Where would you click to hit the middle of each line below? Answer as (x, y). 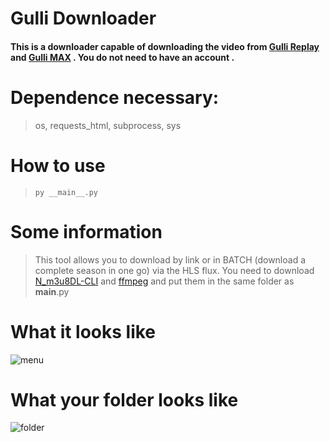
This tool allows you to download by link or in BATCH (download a (170, 259)
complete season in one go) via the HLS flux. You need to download (174, 270)
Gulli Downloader (83, 18)
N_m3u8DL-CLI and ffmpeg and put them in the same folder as (164, 281)
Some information (86, 231)
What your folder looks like (124, 399)
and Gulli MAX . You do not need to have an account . (122, 57)
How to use (58, 165)
